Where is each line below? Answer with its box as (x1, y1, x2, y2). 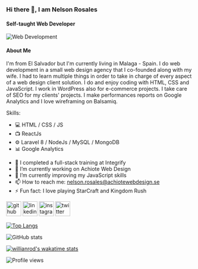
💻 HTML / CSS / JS (14, 121, 64, 128)
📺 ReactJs (14, 130, 42, 137)
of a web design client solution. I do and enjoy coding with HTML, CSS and (6, 79, 189, 86)
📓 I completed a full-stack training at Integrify (14, 159, 126, 166)
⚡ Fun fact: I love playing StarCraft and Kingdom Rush (14, 187, 147, 195)
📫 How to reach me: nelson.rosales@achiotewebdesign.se (14, 178, 160, 186)
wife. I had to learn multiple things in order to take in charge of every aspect (6, 72, 192, 80)
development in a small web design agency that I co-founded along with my (6, 67, 192, 74)
